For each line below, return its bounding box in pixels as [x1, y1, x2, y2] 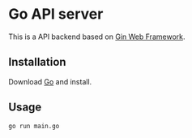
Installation [8, 55, 66, 69]
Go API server [8, 5, 104, 24]
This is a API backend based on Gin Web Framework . [8, 32, 186, 41]
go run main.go [8, 122, 60, 130]
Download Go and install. [8, 76, 92, 86]
